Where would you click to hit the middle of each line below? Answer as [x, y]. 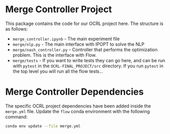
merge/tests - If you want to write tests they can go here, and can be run [89, 60]
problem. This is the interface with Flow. [54, 55]
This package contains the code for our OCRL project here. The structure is [84, 23]
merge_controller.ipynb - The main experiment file [66, 39]
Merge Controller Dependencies [75, 92]
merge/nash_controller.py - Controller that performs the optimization [85, 49]
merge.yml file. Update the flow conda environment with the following [78, 111]
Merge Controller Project [59, 9]
